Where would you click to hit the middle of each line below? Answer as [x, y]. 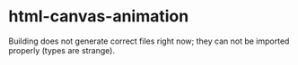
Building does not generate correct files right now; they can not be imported [149, 41]
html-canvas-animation [99, 16]
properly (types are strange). [62, 50]
